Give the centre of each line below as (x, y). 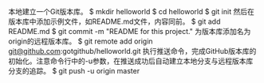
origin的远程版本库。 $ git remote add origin (81, 41)
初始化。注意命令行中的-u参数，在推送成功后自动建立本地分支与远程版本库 (131, 61)
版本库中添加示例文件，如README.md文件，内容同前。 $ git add (114, 21)
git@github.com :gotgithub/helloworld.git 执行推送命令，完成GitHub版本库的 (132, 51)
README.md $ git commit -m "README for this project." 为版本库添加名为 (130, 31)
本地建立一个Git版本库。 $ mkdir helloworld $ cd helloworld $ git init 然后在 (132, 11)
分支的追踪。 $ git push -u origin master (74, 71)
